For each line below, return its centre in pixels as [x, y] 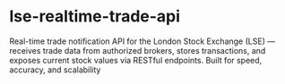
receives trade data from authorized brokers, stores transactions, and [138, 50]
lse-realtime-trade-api [95, 17]
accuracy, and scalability [55, 70]
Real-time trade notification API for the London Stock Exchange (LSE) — [142, 41]
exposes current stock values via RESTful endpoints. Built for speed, [136, 60]
